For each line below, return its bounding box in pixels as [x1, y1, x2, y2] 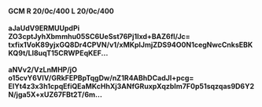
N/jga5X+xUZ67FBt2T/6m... [8, 90, 102, 99]
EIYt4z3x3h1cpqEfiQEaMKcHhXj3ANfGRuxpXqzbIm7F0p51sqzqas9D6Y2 [8, 82, 254, 91]
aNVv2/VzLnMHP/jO [8, 65, 77, 74]
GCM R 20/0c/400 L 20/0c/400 [8, 6, 114, 16]
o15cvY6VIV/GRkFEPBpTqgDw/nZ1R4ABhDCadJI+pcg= [8, 73, 194, 83]
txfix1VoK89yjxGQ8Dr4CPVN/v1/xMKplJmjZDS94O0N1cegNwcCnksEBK [8, 40, 253, 50]
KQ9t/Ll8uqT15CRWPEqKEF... [8, 48, 109, 58]
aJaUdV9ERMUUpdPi [8, 23, 80, 33]
